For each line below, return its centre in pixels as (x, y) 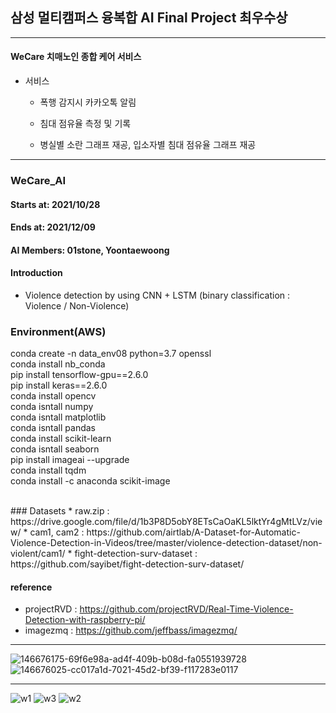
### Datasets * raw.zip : (60, 511)
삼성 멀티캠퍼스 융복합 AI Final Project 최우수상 (149, 18)
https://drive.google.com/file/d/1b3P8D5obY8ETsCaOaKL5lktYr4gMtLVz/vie (166, 522)
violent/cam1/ (38, 554)
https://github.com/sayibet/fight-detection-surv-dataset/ (127, 564)
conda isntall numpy (52, 407)
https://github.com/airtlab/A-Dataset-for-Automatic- (193, 532)
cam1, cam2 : (57, 532)
